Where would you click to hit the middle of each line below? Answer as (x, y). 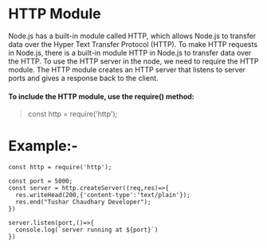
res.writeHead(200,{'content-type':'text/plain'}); (103, 196)
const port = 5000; (41, 181)
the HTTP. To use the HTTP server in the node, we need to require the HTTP (133, 61)
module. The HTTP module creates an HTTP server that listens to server (127, 69)
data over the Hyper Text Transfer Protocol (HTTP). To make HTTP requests (133, 44)
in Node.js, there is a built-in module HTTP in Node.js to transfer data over (130, 52)
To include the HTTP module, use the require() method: (101, 96)
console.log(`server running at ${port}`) (87, 230)
